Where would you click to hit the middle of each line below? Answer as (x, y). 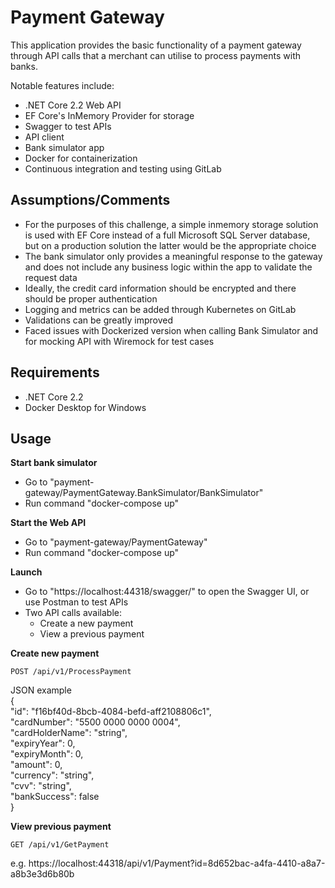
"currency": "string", (52, 775)
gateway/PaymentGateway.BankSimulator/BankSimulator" (144, 493)
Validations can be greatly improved (99, 320)
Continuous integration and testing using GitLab (123, 168)
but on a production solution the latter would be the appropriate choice (170, 245)
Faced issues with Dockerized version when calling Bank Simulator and (171, 330)
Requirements (55, 372)
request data (51, 277)
